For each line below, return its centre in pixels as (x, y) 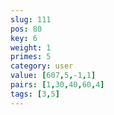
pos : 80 (26, 29)
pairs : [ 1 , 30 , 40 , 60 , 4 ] (57, 85)
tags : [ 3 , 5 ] (35, 94)
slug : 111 (31, 19)
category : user (42, 66)
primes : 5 (31, 57)
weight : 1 (31, 47)
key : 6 (24, 38)
